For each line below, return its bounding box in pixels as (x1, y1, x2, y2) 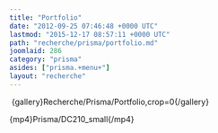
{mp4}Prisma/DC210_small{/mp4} (9, 113, 135, 124)
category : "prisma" (9, 55, 83, 64)
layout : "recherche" (9, 72, 87, 81)
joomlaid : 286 (9, 47, 63, 56)
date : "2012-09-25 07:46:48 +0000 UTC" (9, 22, 159, 31)
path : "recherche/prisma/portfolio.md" (9, 38, 159, 48)
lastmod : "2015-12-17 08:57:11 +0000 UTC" (9, 30, 170, 39)
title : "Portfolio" (9, 13, 83, 22)
